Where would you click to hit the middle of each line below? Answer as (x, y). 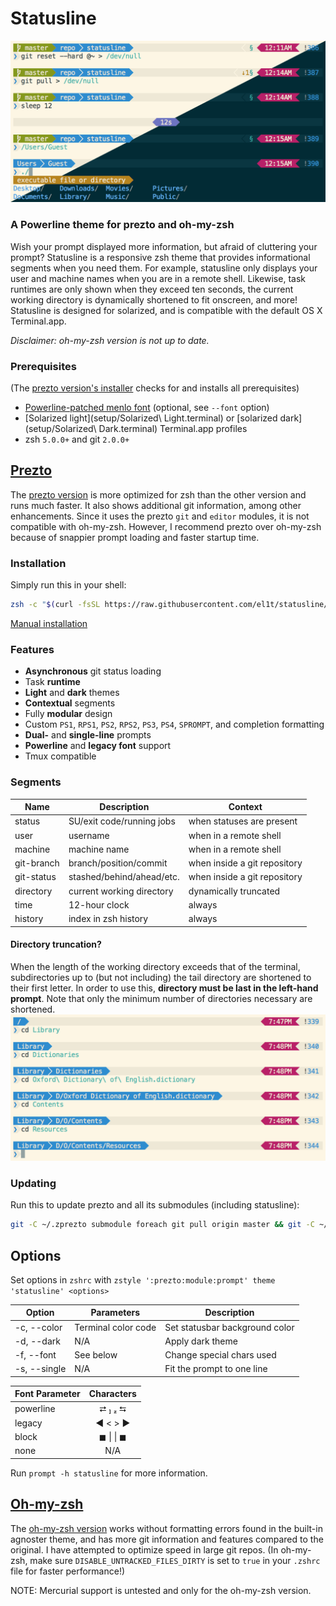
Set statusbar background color (229, 1327)
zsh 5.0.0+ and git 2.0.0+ (77, 439)
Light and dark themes (72, 693)
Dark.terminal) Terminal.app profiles (173, 428)
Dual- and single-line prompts (88, 735)
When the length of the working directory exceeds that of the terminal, (155, 966)
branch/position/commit (118, 863)
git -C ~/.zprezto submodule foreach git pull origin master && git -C (162, 1225)
